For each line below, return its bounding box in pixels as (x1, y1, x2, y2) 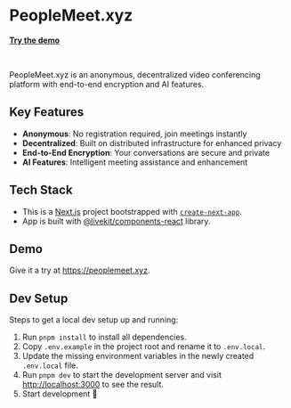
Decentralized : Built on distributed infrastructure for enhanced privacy (21, 137, 282, 148)
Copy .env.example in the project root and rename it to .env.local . (21, 341, 266, 352)
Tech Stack (9, 183, 73, 198)
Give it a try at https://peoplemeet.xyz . (9, 265, 150, 276)
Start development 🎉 (21, 388, 98, 399)
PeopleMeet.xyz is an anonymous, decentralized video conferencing (9, 69, 261, 80)
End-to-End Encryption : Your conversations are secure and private (21, 147, 270, 158)
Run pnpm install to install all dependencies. (21, 331, 187, 343)
